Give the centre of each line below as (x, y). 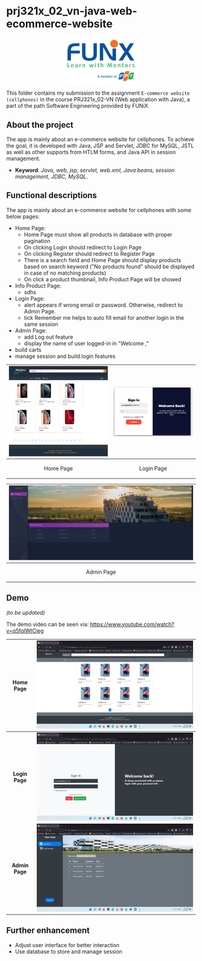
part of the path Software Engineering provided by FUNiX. (78, 106)
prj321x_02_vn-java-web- (72, 11)
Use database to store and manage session (69, 951)
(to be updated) (26, 612)
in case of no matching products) (65, 273)
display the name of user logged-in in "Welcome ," (86, 343)
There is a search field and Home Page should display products (103, 260)
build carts (28, 349)
